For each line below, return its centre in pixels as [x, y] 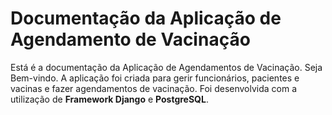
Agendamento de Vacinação [130, 39]
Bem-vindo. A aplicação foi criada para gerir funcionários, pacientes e [155, 78]
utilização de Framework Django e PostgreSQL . [109, 99]
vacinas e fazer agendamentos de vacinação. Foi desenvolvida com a [154, 88]
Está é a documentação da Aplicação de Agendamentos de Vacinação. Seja [166, 67]
